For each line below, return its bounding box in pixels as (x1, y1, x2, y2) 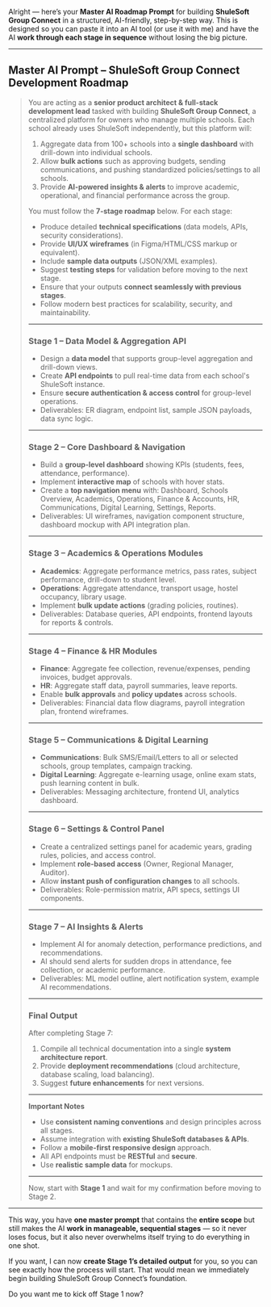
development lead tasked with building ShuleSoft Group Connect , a (27, 106, 256, 116)
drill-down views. (40, 363, 98, 372)
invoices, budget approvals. (40, 672, 133, 682)
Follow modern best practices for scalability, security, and (40, 299, 233, 309)
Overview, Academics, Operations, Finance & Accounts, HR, (40, 494, 240, 504)
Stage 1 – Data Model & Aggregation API (27, 335, 187, 347)
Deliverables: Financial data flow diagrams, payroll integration (40, 698, 245, 708)
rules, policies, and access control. (40, 850, 156, 859)
